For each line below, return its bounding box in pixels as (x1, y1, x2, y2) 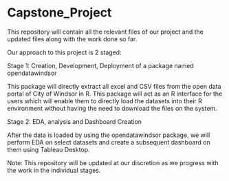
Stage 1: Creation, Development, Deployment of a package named (7, 61, 194, 70)
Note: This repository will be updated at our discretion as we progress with (7, 158, 219, 167)
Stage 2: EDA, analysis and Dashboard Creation (7, 117, 142, 125)
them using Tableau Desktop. (7, 145, 91, 153)
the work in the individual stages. (7, 166, 101, 174)
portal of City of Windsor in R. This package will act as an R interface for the (7, 89, 223, 98)
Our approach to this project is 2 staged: (7, 48, 122, 56)
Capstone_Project (7, 5, 112, 21)
